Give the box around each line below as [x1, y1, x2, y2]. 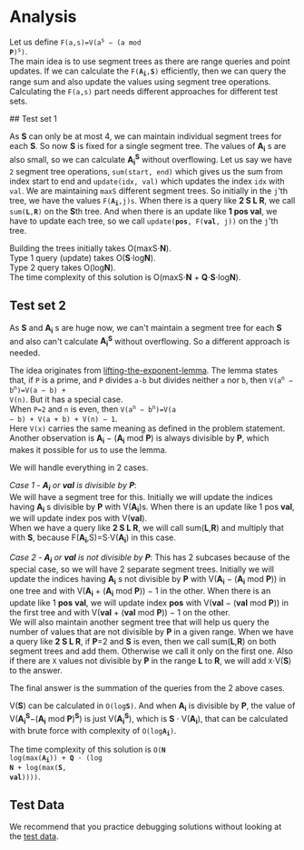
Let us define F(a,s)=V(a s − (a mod [9, 36, 142, 47]
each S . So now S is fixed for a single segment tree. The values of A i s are [9, 141, 287, 154]
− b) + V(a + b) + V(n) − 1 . [9, 413, 118, 424]
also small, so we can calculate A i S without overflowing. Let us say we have [9, 153, 292, 167]
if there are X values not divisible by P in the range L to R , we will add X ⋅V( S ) [9, 655, 292, 665]
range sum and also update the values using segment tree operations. [9, 76, 271, 87]
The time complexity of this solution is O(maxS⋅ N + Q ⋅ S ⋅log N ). [9, 271, 241, 283]
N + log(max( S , [9, 763, 67, 772]
